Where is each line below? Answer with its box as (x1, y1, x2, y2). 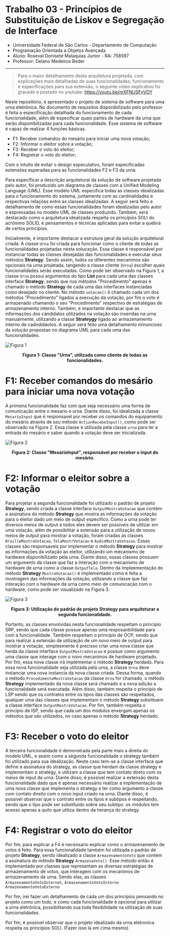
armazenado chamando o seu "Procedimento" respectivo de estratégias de (5, 299, 163, 306)
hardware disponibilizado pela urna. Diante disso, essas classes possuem (5, 554, 159, 560)
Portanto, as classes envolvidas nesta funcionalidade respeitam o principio (5, 621, 161, 627)
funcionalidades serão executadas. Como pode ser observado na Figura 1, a (5, 268, 164, 274)
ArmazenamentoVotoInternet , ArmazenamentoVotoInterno (5, 879, 119, 885)
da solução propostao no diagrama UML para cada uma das (5, 326, 131, 333)
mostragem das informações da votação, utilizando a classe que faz (5, 575, 148, 582)
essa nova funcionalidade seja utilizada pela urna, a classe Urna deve (5, 664, 149, 671)
